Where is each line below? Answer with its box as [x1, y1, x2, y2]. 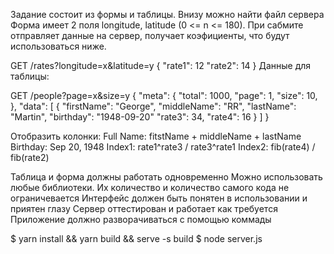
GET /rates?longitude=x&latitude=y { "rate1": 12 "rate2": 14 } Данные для [10, 60, 312, 71]
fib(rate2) [10, 152, 50, 163]
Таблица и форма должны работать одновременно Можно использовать [10, 171, 323, 183]
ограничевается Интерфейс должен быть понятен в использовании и [10, 192, 308, 204]
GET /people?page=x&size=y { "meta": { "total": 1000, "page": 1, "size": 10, [10, 90, 318, 101]
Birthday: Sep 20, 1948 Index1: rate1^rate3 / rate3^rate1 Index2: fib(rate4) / [10, 141, 316, 153]
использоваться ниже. [10, 40, 107, 52]
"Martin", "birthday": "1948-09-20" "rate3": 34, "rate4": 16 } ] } [10, 111, 270, 123]
